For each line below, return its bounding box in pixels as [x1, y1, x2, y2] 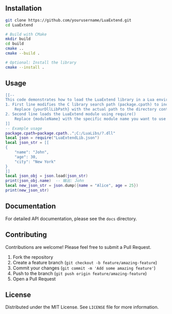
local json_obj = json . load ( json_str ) [5, 174, 88, 179]
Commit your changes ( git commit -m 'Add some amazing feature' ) [12, 265, 156, 271]
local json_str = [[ [5, 140, 50, 145]
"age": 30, [14, 154, 38, 159]
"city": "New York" [14, 159, 56, 164]
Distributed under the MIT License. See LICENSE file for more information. [5, 304, 159, 310]
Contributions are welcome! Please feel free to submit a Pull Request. [5, 244, 152, 250]
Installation [5, 4, 42, 13]
